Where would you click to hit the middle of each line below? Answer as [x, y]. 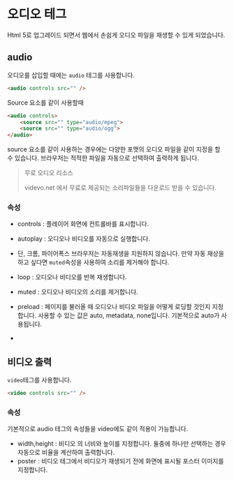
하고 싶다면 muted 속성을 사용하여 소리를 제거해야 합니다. [93, 262]
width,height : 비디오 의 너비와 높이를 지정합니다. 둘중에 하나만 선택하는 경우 [122, 444]
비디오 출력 [30, 362]
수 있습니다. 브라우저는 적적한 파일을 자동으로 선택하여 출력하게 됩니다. [103, 158]
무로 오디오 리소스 [49, 173]
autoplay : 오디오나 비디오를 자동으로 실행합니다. [83, 239]
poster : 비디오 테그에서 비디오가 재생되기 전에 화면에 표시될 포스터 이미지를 [120, 461]
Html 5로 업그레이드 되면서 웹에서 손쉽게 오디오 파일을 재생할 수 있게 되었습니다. [116, 35]
